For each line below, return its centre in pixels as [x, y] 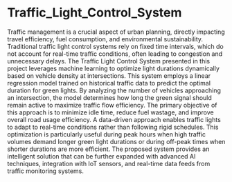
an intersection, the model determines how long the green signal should [110, 97]
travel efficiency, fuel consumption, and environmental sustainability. [105, 39]
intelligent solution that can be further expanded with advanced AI [101, 156]
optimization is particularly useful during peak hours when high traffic [107, 134]
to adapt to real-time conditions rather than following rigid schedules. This [113, 127]
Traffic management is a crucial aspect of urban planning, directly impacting [116, 32]
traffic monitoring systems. [46, 171]
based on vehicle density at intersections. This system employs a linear [109, 75]
